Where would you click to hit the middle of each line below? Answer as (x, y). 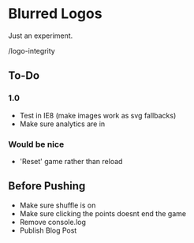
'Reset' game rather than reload (71, 161)
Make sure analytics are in (62, 124)
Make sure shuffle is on (58, 205)
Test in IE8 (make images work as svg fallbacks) (98, 115)
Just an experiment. (41, 36)
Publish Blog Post (48, 230)
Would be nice (36, 144)
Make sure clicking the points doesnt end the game (103, 213)
